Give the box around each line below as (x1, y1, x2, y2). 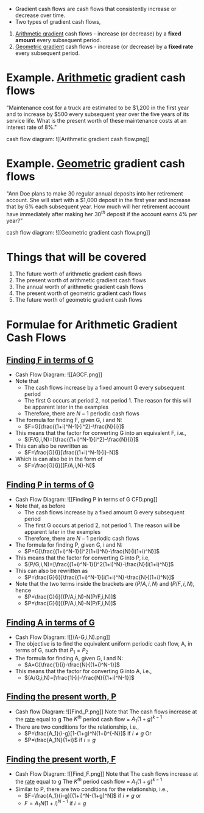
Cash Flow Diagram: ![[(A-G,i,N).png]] (15, 633, 111, 641)
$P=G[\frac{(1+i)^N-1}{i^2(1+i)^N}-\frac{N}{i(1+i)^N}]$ (24, 548, 160, 555)
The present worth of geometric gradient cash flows (15, 290, 147, 297)
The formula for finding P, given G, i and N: (15, 541, 123, 549)
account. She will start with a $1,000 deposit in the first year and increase (6, 196, 191, 203)
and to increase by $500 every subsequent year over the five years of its (6, 110, 189, 118)
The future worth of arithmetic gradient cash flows (15, 270, 142, 277)
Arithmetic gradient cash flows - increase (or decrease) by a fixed (15, 30, 181, 37)
